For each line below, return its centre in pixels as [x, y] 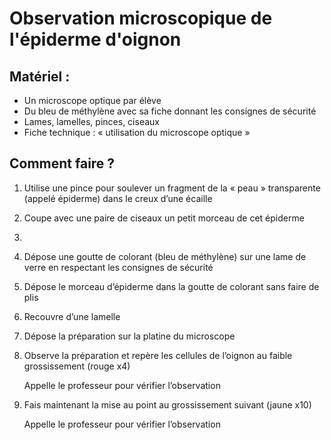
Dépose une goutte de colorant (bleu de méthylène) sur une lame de [165, 256]
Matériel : [40, 76]
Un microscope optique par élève [92, 100]
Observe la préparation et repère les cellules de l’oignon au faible [158, 355]
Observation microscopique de [141, 18]
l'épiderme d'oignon [95, 39]
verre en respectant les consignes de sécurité [118, 267]
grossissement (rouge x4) [77, 366]
